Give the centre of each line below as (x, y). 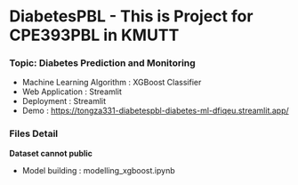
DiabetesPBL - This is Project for (131, 16)
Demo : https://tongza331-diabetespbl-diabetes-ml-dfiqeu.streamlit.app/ (155, 111)
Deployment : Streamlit (64, 101)
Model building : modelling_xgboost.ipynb (98, 170)
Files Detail (34, 133)
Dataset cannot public (51, 153)
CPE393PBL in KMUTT (94, 35)
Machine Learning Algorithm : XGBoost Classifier (112, 83)
